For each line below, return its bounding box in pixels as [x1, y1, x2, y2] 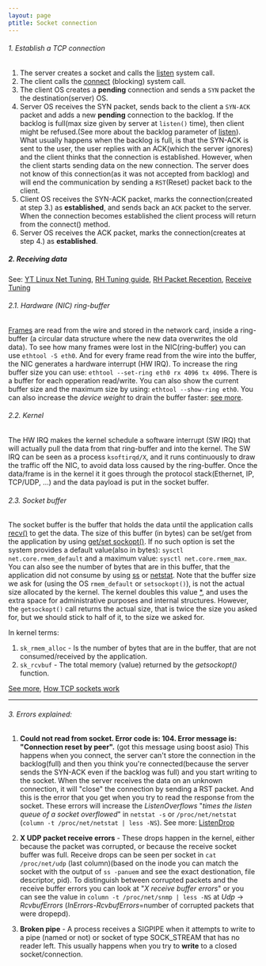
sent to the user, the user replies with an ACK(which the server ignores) [19, 143, 253, 153]
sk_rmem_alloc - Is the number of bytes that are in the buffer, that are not [19, 643, 256, 653]
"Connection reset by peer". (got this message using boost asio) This [19, 742, 249, 752]
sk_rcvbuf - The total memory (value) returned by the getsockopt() [19, 660, 237, 670]
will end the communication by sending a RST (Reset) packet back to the [19, 177, 253, 187]
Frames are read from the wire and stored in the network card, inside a [8, 325, 239, 335]
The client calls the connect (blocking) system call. [19, 76, 186, 86]
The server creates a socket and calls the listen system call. [19, 68, 215, 78]
